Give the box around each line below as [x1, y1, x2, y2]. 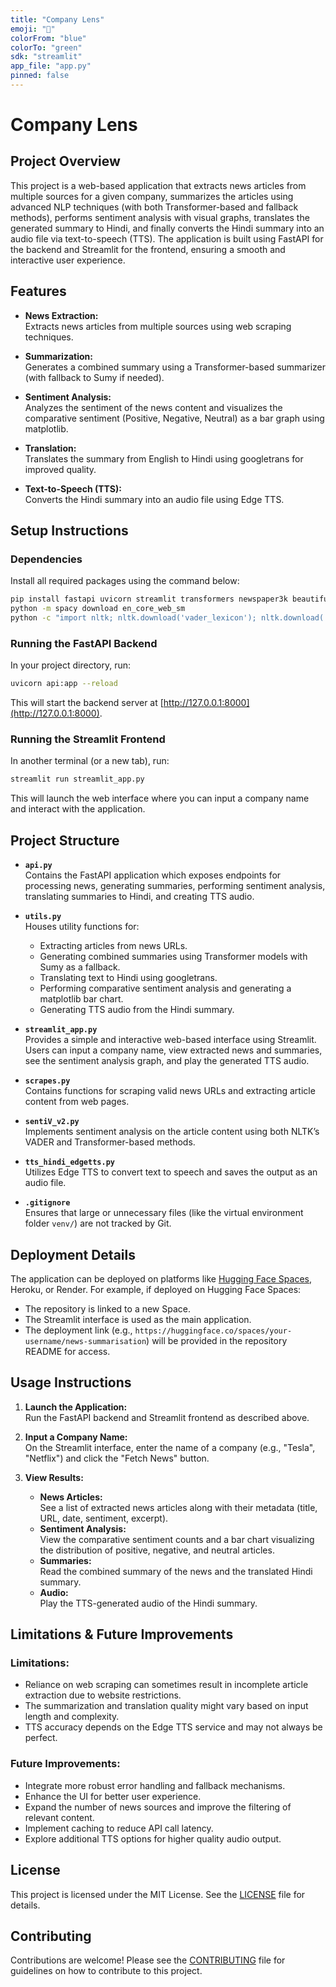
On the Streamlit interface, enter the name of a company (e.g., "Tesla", [24, 1441, 316, 1453]
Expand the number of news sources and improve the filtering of [24, 1801, 292, 1813]
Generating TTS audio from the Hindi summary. [39, 1004, 235, 1016]
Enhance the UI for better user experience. [24, 1790, 202, 1802]
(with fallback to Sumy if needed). [24, 371, 165, 383]
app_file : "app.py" [10, 61, 92, 71]
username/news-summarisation [24, 1336, 147, 1346]
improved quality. [24, 463, 97, 475]
